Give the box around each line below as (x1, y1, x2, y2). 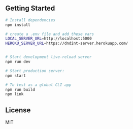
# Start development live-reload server (5, 54, 92, 60)
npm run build (5, 87, 36, 92)
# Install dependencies (5, 17, 56, 22)
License (5, 106, 31, 114)
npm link (5, 91, 24, 97)
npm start (5, 73, 26, 78)
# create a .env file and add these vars (5, 31, 94, 37)
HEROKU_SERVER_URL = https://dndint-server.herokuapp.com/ (5, 41, 128, 46)
